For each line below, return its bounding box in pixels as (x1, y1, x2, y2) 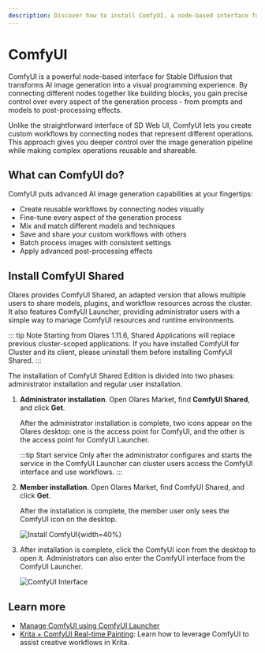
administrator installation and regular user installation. (8, 379, 183, 389)
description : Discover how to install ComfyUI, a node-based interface (8, 11, 248, 20)
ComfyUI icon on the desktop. (19, 514, 118, 524)
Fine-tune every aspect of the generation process (19, 213, 182, 222)
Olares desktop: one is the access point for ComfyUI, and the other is (19, 427, 245, 436)
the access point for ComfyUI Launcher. (19, 435, 150, 445)
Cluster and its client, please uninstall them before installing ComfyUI (8, 348, 233, 357)
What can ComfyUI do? (8, 168, 125, 181)
